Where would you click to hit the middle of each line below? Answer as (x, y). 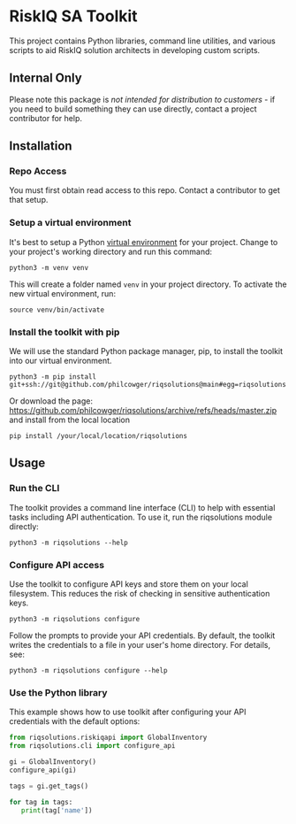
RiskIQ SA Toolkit (74, 16)
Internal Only (46, 78)
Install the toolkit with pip (65, 332)
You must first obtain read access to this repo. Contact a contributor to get (145, 190)
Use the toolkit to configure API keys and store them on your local (129, 584)
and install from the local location (70, 420)
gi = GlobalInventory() (53, 762)
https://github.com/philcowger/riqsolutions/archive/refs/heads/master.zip (143, 411)
